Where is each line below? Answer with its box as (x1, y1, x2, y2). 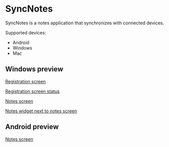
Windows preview (5, 65, 63, 73)
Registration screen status (5, 88, 60, 94)
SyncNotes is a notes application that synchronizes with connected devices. (5, 20, 164, 26)
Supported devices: (5, 29, 47, 35)
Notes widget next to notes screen (5, 107, 77, 114)
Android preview (5, 123, 59, 131)
